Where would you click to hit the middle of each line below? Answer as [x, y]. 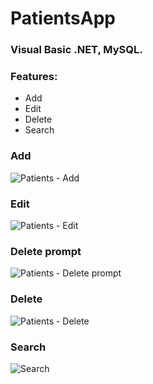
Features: [34, 77]
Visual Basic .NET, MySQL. [76, 50]
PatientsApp [63, 18]
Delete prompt [46, 251]
